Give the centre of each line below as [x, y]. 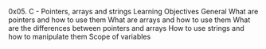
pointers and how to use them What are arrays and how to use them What [129, 20]
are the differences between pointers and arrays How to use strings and [126, 28]
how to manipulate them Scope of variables [80, 36]
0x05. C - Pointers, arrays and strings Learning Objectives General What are [133, 11]
